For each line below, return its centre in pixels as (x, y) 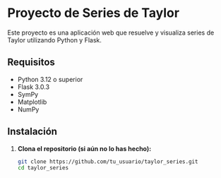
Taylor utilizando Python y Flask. (55, 40)
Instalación (32, 132)
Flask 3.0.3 (34, 87)
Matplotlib (32, 102)
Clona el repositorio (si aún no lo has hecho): (84, 148)
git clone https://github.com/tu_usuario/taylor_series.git (108, 161)
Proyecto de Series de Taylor (94, 13)
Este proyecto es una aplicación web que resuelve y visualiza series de (111, 32)
